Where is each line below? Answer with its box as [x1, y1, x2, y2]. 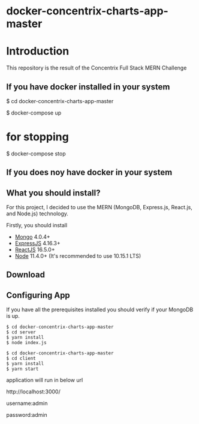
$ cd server [6, 329, 36, 335]
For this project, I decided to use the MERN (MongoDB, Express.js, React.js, [6, 204, 193, 211]
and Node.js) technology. [6, 210, 69, 217]
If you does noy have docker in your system [6, 167, 173, 178]
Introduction [6, 44, 70, 58]
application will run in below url [6, 377, 83, 384]
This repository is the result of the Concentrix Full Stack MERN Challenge [6, 64, 187, 71]
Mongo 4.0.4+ [14, 233, 51, 240]
